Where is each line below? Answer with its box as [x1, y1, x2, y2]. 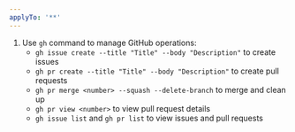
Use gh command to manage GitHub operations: [21, 37, 197, 48]
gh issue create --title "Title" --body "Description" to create [34, 46, 276, 58]
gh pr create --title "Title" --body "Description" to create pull [34, 66, 280, 76]
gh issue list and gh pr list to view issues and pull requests [34, 113, 263, 123]
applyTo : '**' [9, 12, 62, 22]
